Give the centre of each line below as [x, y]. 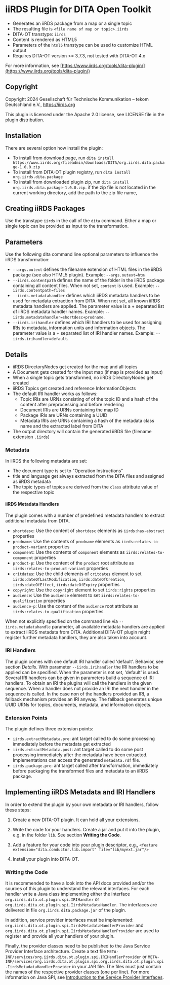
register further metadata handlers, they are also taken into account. [76, 637]
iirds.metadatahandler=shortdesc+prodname [58, 318]
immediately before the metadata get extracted [62, 744]
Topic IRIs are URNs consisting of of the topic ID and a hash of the [89, 399]
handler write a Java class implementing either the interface [68, 894]
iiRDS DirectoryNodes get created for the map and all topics [75, 367]
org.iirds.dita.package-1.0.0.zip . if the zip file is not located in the [84, 187]
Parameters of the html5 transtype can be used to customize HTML [83, 45]
